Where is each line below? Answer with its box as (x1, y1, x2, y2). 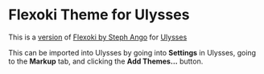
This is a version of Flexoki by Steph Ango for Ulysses (8, 32, 188, 42)
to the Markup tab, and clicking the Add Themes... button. (8, 56, 204, 66)
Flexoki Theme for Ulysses (8, 6, 190, 24)
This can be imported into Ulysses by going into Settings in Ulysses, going (8, 47, 256, 57)
